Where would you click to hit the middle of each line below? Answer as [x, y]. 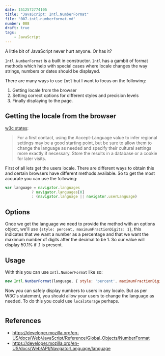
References [23, 321]
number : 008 [17, 23]
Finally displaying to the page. [42, 100]
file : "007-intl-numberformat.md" [41, 19]
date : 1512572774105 [26, 10]
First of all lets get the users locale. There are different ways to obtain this [80, 168]
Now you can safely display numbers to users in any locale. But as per [76, 291]
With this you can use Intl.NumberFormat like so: [54, 272]
